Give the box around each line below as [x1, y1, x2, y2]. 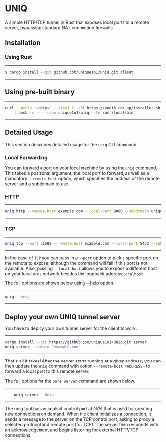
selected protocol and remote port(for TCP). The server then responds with [5, 421, 159, 427]
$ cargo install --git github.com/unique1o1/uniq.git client [5, 70, 134, 75]
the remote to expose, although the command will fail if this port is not [5, 260, 148, 266]
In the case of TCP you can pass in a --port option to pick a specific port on [5, 255, 158, 261]
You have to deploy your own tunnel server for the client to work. [5, 325, 137, 331]
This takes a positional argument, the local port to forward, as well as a [5, 170, 149, 176]
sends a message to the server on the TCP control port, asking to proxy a [5, 416, 155, 422]
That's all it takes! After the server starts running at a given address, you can [5, 358, 161, 363]
